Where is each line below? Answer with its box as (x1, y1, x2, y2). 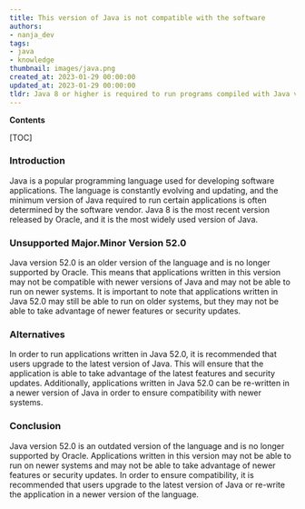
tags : (9, 38, 30, 48)
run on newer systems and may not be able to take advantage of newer (9, 460, 276, 471)
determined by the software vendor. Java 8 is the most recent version (9, 204, 271, 215)
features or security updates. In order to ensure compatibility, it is (9, 469, 254, 480)
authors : (9, 22, 43, 31)
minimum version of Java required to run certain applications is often (9, 195, 268, 205)
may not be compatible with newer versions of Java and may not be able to (9, 276, 290, 287)
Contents (9, 115, 45, 125)
